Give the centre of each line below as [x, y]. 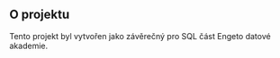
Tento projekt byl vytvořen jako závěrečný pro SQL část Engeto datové [140, 36]
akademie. [28, 46]
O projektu [40, 15]
